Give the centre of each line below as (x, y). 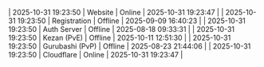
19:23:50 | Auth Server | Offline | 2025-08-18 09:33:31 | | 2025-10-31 (122, 29)
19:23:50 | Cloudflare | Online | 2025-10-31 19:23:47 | (96, 55)
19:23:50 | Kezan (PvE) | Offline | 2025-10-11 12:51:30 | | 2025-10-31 (120, 37)
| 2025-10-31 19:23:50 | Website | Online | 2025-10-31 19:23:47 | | (116, 12)
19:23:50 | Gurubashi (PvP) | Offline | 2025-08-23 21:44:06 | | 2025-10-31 (130, 46)
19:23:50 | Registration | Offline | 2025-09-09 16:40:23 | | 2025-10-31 (131, 21)
